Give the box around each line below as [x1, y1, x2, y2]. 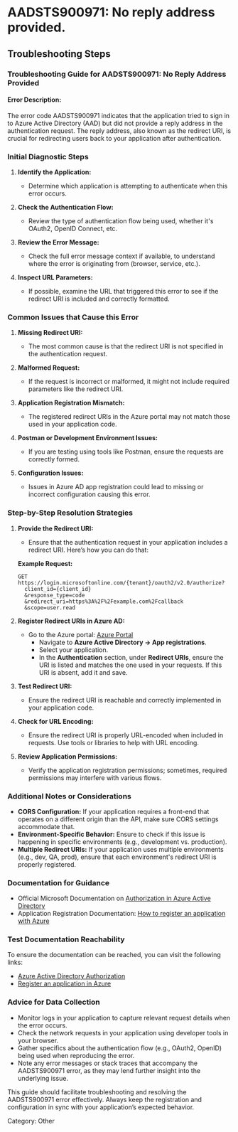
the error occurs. [17, 1021, 67, 1030]
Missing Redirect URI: [17, 329, 83, 337]
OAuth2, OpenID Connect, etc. [28, 225, 118, 233]
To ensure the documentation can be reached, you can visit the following [7, 951, 222, 959]
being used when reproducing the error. [17, 1051, 135, 1059]
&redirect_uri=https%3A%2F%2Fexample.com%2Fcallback [24, 598, 184, 605]
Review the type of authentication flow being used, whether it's [28, 217, 214, 225]
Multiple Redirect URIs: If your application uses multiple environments [17, 845, 224, 853]
